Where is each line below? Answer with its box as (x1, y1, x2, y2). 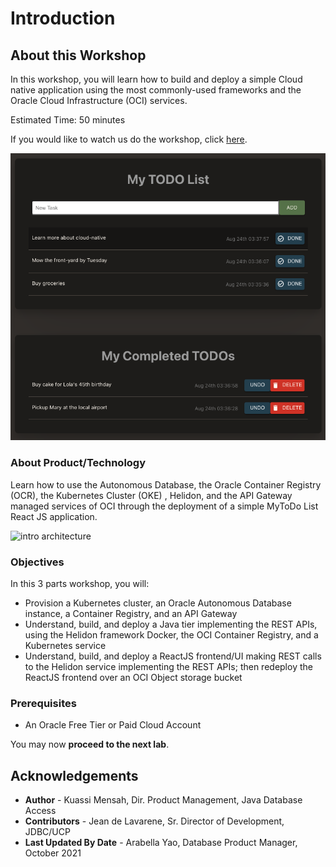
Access (24, 805, 57, 817)
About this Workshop (10, 47, 147, 64)
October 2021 (24, 847, 82, 859)
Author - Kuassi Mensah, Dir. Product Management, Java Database (24, 794, 303, 806)
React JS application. (10, 510, 98, 522)
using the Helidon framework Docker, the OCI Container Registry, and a (24, 629, 319, 641)
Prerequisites (10, 696, 77, 710)
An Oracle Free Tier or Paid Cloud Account (24, 719, 202, 731)
